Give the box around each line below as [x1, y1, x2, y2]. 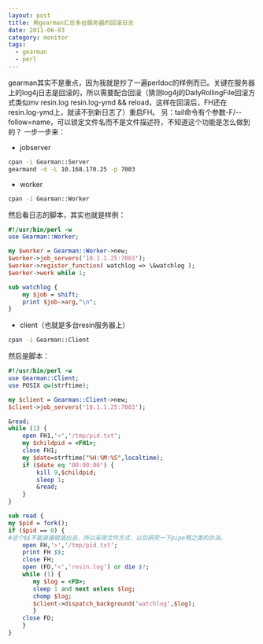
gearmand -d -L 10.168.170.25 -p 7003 [8, 165, 135, 173]
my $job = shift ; [22, 290, 80, 299]
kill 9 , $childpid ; [36, 469, 97, 477]
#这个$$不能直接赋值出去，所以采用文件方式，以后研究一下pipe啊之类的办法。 [8, 534, 227, 542]
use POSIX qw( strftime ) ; [8, 381, 90, 389]
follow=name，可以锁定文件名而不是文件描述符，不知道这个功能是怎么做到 [8, 117, 250, 127]
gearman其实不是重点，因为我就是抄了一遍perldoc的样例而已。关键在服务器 [8, 78, 256, 87]
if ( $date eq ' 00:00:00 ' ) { [22, 461, 114, 469]
